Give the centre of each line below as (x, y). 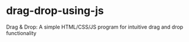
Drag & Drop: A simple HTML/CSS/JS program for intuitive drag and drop (95, 27)
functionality (21, 33)
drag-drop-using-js (55, 11)
